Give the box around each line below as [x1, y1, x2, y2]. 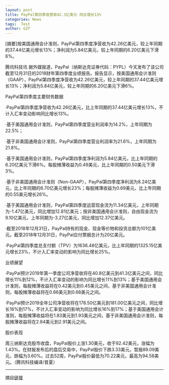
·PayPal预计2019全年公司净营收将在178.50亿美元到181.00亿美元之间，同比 [5, 300, 158, 306]
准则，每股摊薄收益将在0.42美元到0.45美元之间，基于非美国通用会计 [9, 283, 152, 289]
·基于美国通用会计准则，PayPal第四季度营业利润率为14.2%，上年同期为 [5, 122, 152, 128]
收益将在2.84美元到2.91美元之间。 [18, 319, 90, 325]
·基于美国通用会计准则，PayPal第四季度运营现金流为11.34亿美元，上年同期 [5, 202, 159, 208]
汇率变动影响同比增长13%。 [14, 111, 72, 117]
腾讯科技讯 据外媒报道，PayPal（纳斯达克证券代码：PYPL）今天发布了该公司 [5, 64, 164, 70]
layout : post [5, 7, 33, 13]
